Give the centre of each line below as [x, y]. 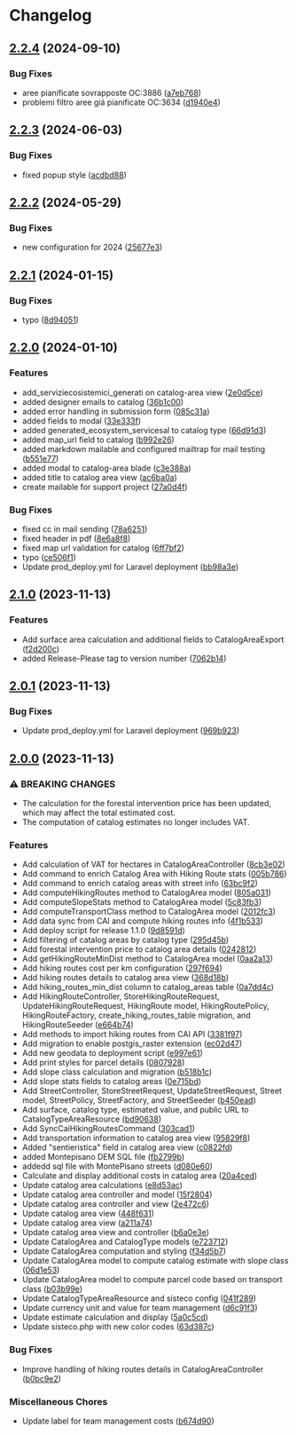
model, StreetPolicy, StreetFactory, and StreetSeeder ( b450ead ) [139, 1100]
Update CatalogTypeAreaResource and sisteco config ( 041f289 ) [139, 1298]
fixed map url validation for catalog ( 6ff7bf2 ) [103, 548]
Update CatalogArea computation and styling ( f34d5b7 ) [124, 1251]
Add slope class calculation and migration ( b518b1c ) [117, 1072]
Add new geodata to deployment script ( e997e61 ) [113, 1053]
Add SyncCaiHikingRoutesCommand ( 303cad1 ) [108, 1129]
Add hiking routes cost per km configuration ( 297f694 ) [122, 968]
